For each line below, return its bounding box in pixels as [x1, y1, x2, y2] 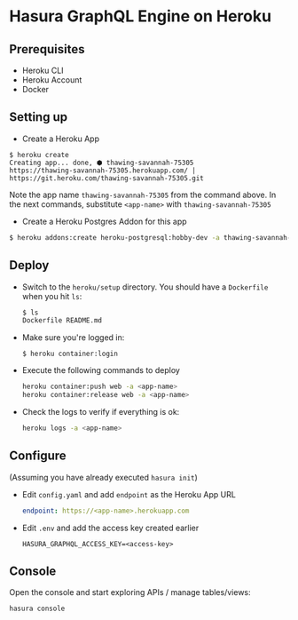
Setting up [9, 109, 68, 125]
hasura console [9, 604, 66, 614]
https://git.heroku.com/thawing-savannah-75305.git [9, 173, 204, 183]
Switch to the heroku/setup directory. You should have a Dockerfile [21, 282, 269, 292]
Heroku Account [21, 75, 82, 85]
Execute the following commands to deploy [21, 365, 180, 376]
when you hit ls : [21, 290, 82, 301]
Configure [9, 449, 67, 464]
